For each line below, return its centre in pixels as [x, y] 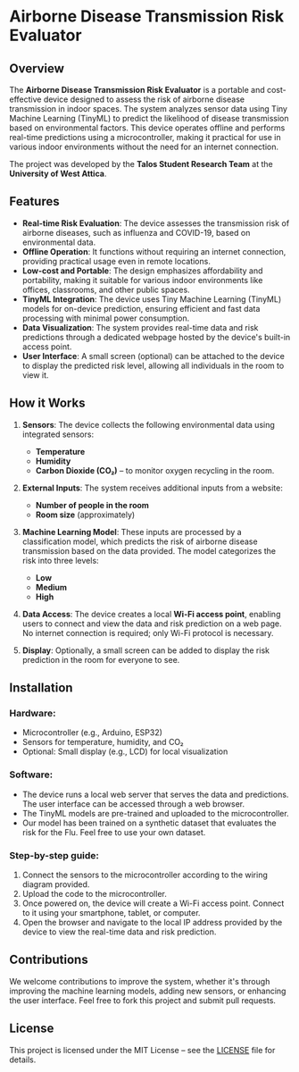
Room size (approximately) [85, 515]
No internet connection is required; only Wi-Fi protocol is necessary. [148, 632]
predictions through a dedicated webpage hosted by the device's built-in [156, 337]
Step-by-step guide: [54, 855]
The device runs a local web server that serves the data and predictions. [155, 794]
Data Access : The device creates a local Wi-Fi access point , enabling [151, 614]
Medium [51, 587]
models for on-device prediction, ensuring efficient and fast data [141, 308]
